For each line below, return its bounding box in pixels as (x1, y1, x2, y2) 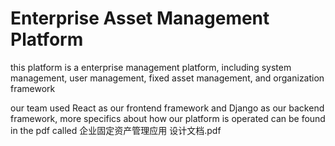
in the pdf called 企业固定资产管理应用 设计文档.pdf (10, 124, 222, 136)
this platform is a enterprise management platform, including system (10, 61, 292, 73)
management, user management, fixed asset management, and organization (10, 72, 325, 84)
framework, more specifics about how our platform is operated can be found (10, 112, 326, 124)
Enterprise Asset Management (10, 7, 270, 30)
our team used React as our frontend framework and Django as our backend (10, 102, 325, 114)
